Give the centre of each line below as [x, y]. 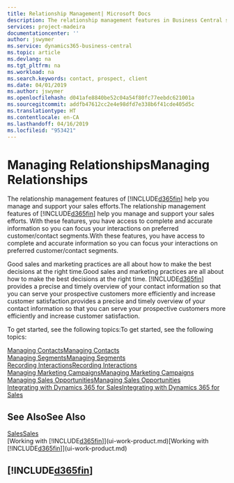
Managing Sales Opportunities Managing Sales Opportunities [94, 380]
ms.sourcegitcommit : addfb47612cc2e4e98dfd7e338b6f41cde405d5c [101, 105]
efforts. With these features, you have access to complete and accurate [110, 221]
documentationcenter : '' [43, 33]
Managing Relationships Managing [109, 165]
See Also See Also [46, 416]
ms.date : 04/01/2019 [37, 85]
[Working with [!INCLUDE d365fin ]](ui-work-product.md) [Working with [108, 441]
